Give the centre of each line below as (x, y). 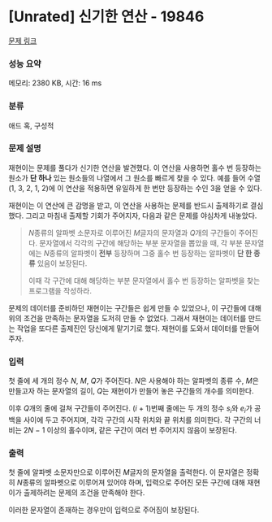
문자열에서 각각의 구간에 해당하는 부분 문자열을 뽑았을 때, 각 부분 (141, 243)
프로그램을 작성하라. (60, 290)
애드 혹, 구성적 (31, 125)
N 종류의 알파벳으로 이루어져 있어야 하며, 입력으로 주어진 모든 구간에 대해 (131, 483)
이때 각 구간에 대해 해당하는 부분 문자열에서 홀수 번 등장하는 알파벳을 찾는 (144, 281)
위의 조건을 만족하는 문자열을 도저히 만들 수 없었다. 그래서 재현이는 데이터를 (127, 318)
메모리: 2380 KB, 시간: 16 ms (55, 83)
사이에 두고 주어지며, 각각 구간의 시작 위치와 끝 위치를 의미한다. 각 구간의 (138, 420)
